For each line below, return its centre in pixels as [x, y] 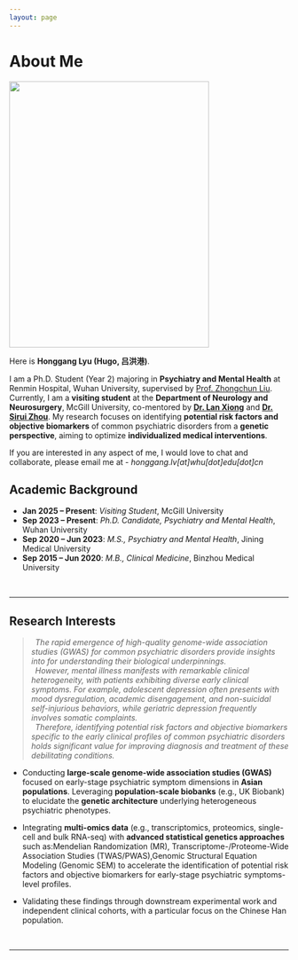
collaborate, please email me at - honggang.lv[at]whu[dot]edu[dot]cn [137, 461]
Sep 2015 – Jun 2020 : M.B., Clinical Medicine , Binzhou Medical [138, 558]
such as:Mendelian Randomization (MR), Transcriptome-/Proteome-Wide [155, 846]
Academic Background [74, 489]
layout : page [33, 17]
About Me [46, 61]
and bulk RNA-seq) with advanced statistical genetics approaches [161, 837]
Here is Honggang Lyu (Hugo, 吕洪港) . [80, 361]
